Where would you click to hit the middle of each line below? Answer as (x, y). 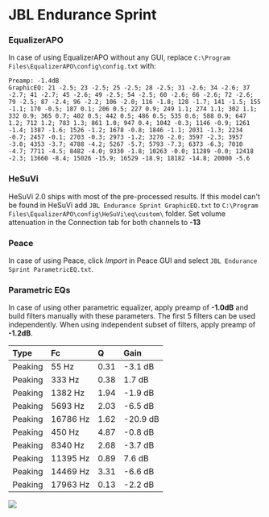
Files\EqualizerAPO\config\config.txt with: (83, 66)
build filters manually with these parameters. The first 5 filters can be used (132, 316)
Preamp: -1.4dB (34, 81)
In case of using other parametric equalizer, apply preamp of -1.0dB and (128, 307)
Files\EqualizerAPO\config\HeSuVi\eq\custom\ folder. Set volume (117, 213)
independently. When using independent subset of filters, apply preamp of (132, 325)
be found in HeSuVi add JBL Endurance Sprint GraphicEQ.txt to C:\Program (133, 205)
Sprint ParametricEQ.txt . (51, 269)
